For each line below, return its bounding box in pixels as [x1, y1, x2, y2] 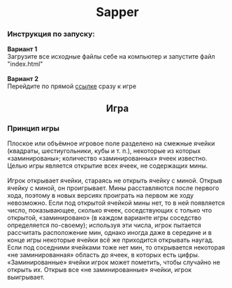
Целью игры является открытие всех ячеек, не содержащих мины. [7, 161, 208, 170]
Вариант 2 [7, 75, 39, 83]
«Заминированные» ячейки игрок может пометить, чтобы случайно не [7, 258, 221, 266]
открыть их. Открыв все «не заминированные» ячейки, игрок [7, 266, 192, 274]
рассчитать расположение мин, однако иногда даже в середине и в [7, 229, 212, 237]
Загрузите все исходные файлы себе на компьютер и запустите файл [7, 52, 215, 61]
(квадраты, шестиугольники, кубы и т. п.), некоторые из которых [7, 147, 201, 155]
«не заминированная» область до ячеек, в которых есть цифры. [7, 251, 200, 259]
